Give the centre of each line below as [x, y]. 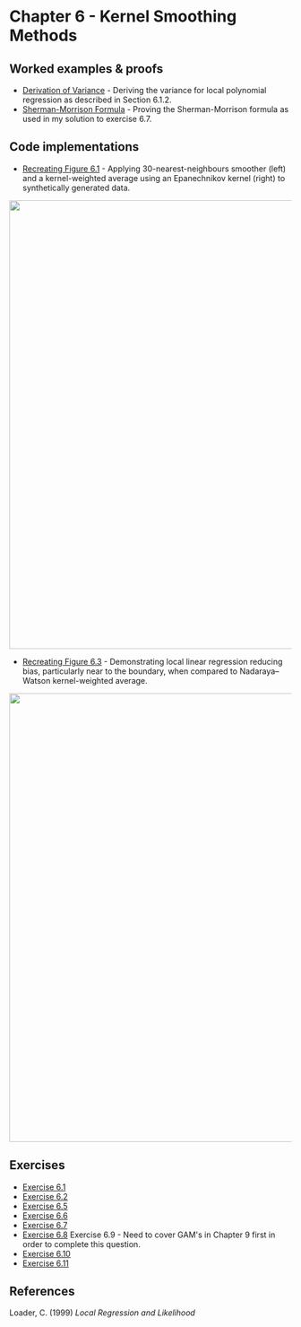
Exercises [37, 1165]
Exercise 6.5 [45, 1206]
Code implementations [74, 147]
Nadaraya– [259, 671]
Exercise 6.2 [45, 1196]
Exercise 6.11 [46, 1263]
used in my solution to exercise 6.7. [87, 119]
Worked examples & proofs [86, 69]
